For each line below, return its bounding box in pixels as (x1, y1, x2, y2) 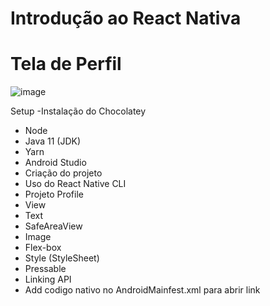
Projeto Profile (24, 188, 84, 201)
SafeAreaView (24, 220, 83, 232)
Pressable (24, 263, 67, 275)
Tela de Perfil (10, 53, 122, 76)
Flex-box (24, 242, 62, 254)
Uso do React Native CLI (24, 178, 127, 190)
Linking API (24, 273, 72, 286)
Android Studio (24, 157, 87, 169)
